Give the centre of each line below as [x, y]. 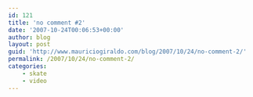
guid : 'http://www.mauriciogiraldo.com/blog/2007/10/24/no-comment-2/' [127, 52]
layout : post [29, 45]
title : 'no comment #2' [47, 23]
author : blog [29, 37]
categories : [27, 66]
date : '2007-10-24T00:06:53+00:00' [66, 30]
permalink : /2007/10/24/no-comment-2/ [71, 59]
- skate [34, 74]
